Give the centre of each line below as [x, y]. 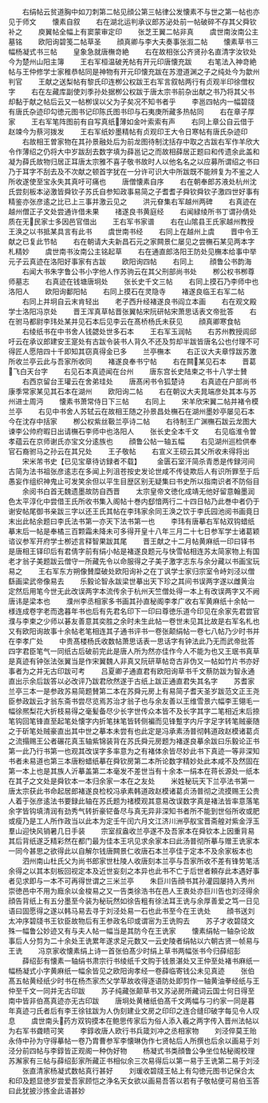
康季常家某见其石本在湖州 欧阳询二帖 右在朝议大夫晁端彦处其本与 [129, 391]
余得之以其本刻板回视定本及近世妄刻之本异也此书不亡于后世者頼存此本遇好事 [134, 871]
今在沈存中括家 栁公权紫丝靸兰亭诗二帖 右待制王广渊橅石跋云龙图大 [132, 421]
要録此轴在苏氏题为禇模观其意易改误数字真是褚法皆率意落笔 [162, 801]
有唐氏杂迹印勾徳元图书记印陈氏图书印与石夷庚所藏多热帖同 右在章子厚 [132, 111]
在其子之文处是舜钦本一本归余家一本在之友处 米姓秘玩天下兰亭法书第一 [132, 781]
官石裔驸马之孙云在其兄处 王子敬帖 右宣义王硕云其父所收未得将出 [129, 451]
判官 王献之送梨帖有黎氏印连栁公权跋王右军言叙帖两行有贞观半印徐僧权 [132, 82]
